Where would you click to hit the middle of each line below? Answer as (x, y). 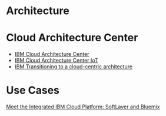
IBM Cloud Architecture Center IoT (56, 61)
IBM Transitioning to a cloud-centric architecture (74, 67)
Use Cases (33, 90)
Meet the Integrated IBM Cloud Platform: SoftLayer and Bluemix (83, 107)
